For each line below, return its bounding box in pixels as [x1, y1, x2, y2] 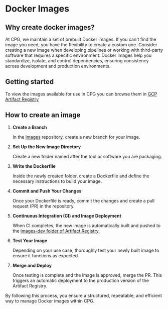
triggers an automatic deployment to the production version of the [12, 277, 149, 283]
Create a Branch [12, 124, 47, 130]
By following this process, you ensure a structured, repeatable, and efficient [5, 292, 162, 298]
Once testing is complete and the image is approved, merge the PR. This [12, 272, 162, 278]
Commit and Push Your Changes [12, 188, 82, 194]
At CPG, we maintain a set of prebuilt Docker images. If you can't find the [5, 36, 156, 42]
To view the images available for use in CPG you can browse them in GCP [5, 91, 157, 97]
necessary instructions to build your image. [12, 178, 102, 184]
